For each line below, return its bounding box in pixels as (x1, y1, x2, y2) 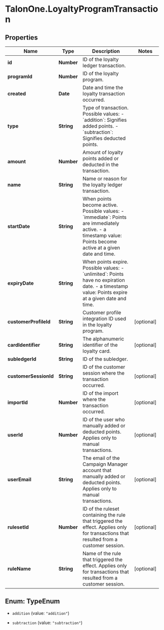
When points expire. (82, 258, 128, 265)
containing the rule (82, 512, 126, 518)
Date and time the (82, 84, 123, 91)
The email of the (82, 455, 120, 461)
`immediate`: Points (82, 214, 127, 221)
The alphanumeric (82, 336, 124, 342)
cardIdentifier (7, 341, 41, 348)
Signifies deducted (82, 135, 126, 141)
